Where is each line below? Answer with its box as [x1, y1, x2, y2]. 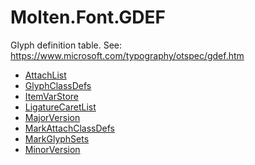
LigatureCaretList [24, 101, 97, 113]
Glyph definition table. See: [10, 39, 123, 51]
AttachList [24, 69, 67, 81]
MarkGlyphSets [24, 132, 90, 145]
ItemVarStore [24, 90, 80, 102]
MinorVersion [24, 143, 81, 155]
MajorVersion [24, 111, 81, 123]
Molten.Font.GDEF [10, 6, 166, 29]
